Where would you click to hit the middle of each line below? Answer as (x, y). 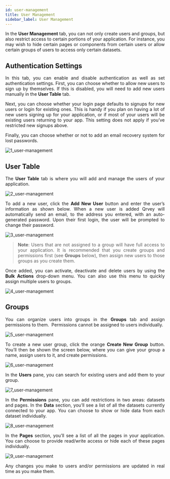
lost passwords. (22, 141)
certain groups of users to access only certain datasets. (63, 50)
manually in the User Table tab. (38, 94)
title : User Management (30, 15)
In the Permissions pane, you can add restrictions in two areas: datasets (85, 400)
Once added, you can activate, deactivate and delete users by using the (85, 271)
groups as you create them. (46, 261)
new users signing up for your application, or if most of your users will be (85, 115)
